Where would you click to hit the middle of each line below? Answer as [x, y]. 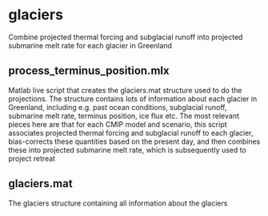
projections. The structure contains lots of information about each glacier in [133, 99]
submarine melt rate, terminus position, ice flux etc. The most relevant [124, 116]
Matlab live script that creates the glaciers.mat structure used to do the [125, 90]
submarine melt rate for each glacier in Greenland [90, 45]
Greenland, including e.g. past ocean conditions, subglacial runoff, [118, 107]
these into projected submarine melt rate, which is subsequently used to [127, 149]
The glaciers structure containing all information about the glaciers [118, 203]
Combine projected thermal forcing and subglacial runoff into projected [126, 37]
